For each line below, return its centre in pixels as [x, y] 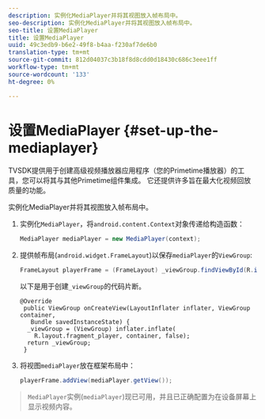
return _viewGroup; [59, 343]
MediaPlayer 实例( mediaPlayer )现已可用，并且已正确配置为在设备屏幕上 [142, 397]
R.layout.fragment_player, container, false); [112, 336]
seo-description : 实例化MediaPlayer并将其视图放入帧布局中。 [102, 23]
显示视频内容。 [52, 407]
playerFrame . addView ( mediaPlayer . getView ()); [96, 381]
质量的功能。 [29, 190]
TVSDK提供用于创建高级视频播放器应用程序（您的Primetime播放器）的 [123, 170]
